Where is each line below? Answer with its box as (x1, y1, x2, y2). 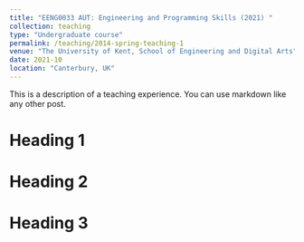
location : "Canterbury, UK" (9, 64, 116, 73)
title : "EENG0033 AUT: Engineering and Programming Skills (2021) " (9, 13, 273, 23)
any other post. (9, 98, 66, 109)
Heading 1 (9, 131, 86, 150)
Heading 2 (9, 171, 89, 192)
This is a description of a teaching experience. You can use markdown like (9, 88, 287, 100)
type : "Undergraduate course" (9, 30, 124, 39)
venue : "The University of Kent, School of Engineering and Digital (9, 47, 273, 56)
